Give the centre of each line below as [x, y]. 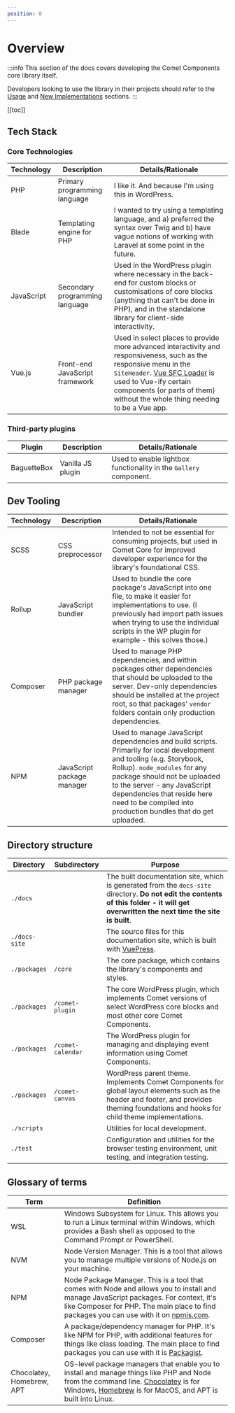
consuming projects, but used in [165, 541]
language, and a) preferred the [164, 219]
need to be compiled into [152, 803]
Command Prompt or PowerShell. [119, 1240]
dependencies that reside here [162, 794]
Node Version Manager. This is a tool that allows [143, 1251]
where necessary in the [152, 274]
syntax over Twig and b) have [162, 228]
